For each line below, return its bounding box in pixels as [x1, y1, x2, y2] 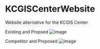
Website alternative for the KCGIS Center [5, 19, 88, 25]
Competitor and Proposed [5, 38, 58, 44]
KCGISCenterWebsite [5, 3, 95, 15]
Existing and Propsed [5, 29, 48, 34]
